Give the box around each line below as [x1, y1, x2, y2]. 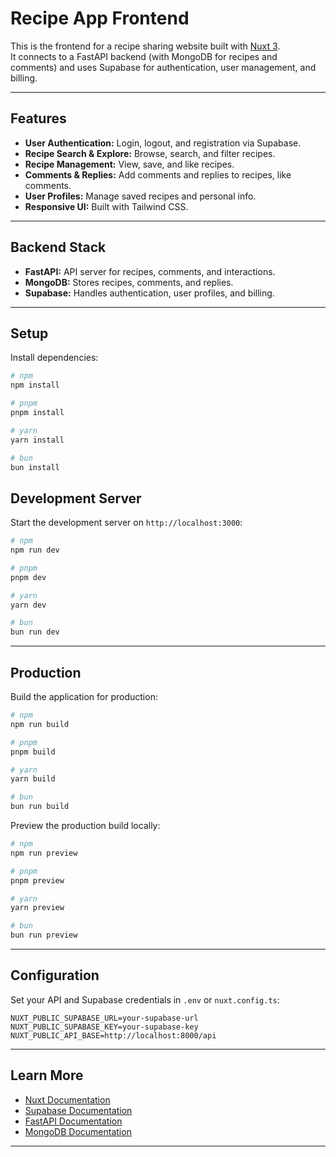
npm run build [10, 719, 70, 729]
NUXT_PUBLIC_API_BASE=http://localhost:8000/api [10, 1030, 217, 1041]
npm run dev [10, 545, 60, 556]
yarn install [10, 435, 65, 445]
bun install [10, 462, 60, 472]
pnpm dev [10, 572, 47, 582]
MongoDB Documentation [24, 1125, 132, 1137]
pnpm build [10, 747, 56, 757]
